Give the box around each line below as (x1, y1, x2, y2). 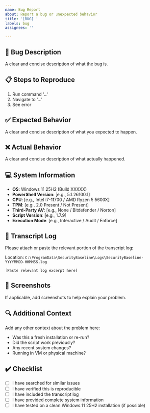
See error (12, 102, 32, 107)
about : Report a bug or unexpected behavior (5, 12, 98, 17)
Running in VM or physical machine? (12, 350, 86, 356)
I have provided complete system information (12, 397, 104, 403)
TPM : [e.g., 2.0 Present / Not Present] (12, 202, 89, 208)
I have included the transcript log (12, 391, 79, 397)
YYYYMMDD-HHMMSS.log (5, 259, 48, 264)
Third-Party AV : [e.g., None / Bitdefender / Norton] (12, 207, 116, 213)
